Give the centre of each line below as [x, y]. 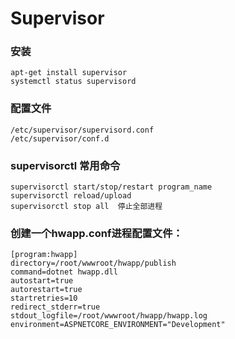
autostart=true [42, 281]
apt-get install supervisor [69, 73]
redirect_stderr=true [55, 307]
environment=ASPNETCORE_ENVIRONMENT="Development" [118, 325]
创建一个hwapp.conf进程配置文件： [96, 233]
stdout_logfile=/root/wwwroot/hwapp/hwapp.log [109, 316]
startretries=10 [44, 298]
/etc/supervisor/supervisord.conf [82, 130]
